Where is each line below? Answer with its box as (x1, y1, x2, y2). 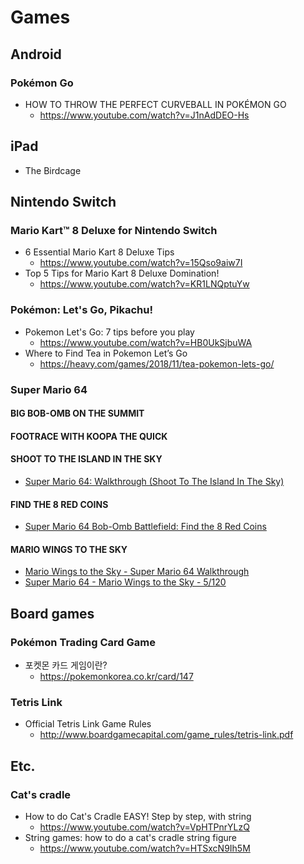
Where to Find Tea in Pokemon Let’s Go (24, 347, 188, 359)
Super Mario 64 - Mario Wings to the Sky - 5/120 (24, 576, 227, 588)
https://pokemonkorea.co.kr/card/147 (39, 671, 194, 683)
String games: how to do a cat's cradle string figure (24, 832, 237, 844)
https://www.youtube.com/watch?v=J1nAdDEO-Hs (39, 109, 250, 121)
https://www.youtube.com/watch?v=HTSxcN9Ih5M (39, 842, 251, 855)
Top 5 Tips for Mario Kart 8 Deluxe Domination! (24, 267, 220, 280)
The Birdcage (24, 164, 82, 176)
